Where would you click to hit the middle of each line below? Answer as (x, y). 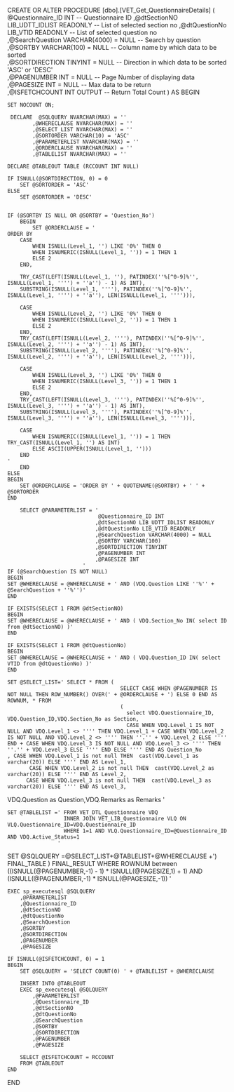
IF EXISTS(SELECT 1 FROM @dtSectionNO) (66, 608)
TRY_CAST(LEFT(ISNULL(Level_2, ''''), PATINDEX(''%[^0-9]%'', (112, 338)
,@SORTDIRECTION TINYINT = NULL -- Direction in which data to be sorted (117, 62)
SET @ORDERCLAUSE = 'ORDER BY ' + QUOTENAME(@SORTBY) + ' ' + (112, 486)
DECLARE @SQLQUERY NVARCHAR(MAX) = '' (69, 117)
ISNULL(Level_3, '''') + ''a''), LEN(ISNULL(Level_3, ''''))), (102, 418)
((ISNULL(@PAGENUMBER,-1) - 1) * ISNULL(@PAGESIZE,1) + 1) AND (105, 871)
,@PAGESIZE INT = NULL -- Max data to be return (79, 85)
